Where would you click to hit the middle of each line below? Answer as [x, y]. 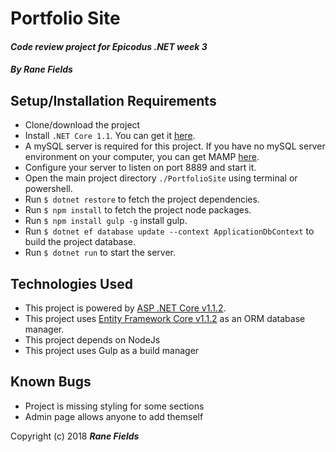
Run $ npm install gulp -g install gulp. [106, 221]
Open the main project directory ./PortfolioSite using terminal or [161, 178]
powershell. [48, 189]
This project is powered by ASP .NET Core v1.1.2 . [125, 308]
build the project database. [80, 242]
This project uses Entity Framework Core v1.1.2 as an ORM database [165, 318]
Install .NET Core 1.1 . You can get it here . [110, 136]
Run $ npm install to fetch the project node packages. [138, 210]
